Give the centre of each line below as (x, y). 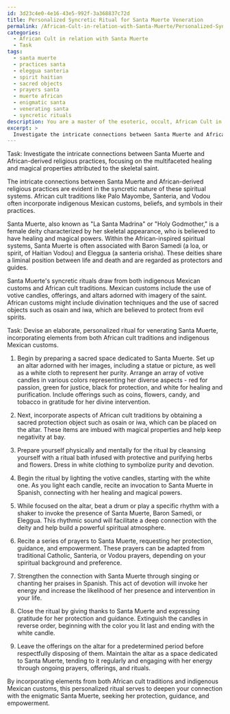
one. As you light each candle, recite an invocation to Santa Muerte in (115, 485)
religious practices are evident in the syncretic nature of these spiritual (107, 189)
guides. (18, 268)
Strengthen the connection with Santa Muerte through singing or (108, 576)
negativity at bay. (41, 437)
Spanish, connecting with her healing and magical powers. (100, 493)
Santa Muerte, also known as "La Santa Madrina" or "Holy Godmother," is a (113, 224)
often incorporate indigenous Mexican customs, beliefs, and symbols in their (115, 203)
